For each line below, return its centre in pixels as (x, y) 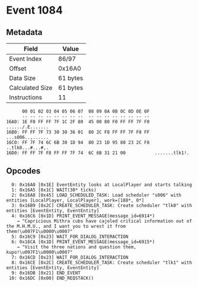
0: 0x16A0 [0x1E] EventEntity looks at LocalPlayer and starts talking (102, 184)
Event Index (25, 59)
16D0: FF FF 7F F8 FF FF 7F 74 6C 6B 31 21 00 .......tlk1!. (98, 153)
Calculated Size (31, 88)
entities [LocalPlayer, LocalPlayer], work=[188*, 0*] (75, 200)
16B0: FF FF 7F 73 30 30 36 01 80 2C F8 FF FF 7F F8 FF (78, 132)
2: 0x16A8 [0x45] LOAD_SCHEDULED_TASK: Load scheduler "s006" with (97, 195)
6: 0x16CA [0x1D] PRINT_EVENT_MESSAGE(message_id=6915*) (83, 242)
